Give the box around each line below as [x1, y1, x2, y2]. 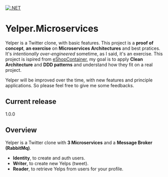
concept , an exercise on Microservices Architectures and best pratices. [5, 45, 160, 51]
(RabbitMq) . [5, 145, 32, 151]
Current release [5, 97, 57, 106]
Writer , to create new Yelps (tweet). [12, 160, 89, 166]
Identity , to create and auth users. [12, 154, 86, 161]
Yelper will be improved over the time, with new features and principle [5, 77, 153, 83]
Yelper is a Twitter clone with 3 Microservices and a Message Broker [5, 139, 153, 146]
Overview [5, 126, 37, 134]
